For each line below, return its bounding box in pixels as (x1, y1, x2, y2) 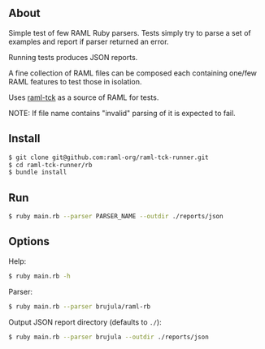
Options (8, 235, 50, 248)
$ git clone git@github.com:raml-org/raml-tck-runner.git (8, 153, 209, 162)
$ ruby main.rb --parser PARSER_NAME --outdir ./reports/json (8, 213, 224, 221)
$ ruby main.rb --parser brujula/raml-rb (8, 302, 151, 311)
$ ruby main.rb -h (8, 272, 71, 280)
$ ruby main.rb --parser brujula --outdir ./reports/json (8, 333, 209, 341)
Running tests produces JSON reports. (8, 52, 138, 62)
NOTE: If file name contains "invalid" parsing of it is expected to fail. (8, 108, 236, 118)
